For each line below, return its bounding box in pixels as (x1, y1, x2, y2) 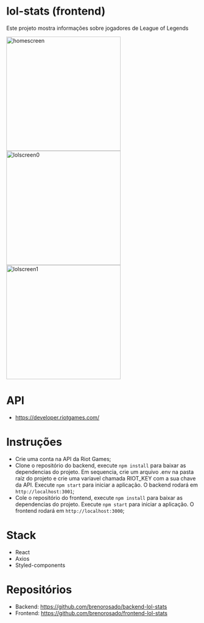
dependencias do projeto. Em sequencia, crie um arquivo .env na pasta (15, 468, 194, 476)
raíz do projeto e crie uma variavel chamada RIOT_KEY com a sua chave (15, 474, 196, 482)
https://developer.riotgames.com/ (15, 414, 100, 421)
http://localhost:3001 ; (15, 487, 75, 495)
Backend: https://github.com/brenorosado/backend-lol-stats (15, 603, 167, 610)
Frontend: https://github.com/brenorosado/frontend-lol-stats (15, 609, 167, 616)
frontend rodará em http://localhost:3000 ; (15, 507, 125, 514)
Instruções (6, 435, 63, 449)
